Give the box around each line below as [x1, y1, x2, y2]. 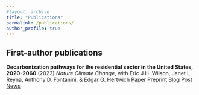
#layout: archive [6, 8, 50, 15]
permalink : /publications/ [6, 20, 74, 26]
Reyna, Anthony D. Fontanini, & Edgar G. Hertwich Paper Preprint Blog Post [6, 76, 193, 84]
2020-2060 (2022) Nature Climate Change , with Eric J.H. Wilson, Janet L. [6, 70, 192, 77]
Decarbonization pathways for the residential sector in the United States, [6, 63, 194, 71]
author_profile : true [6, 25, 61, 32]
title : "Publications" [6, 14, 63, 20]
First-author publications [6, 47, 103, 57]
